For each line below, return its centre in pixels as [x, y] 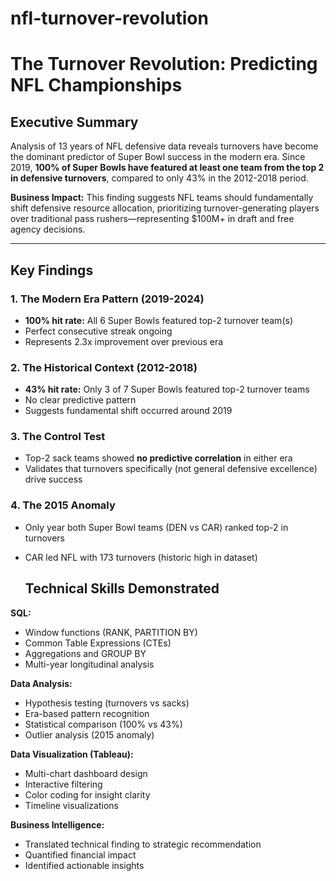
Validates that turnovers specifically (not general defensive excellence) [171, 469]
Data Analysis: [41, 683]
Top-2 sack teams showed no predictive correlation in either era [158, 458]
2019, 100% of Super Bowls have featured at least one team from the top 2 [167, 168]
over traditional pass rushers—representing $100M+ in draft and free [152, 219]
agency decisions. [48, 229]
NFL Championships [96, 85]
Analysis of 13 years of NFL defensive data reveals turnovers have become [164, 146]
